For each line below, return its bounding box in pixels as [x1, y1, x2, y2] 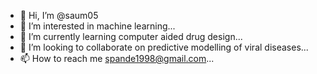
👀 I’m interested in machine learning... [19, 20, 176, 32]
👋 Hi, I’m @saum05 [19, 10, 99, 21]
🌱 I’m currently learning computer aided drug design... [19, 31, 243, 42]
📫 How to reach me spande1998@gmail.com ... [19, 53, 215, 64]
